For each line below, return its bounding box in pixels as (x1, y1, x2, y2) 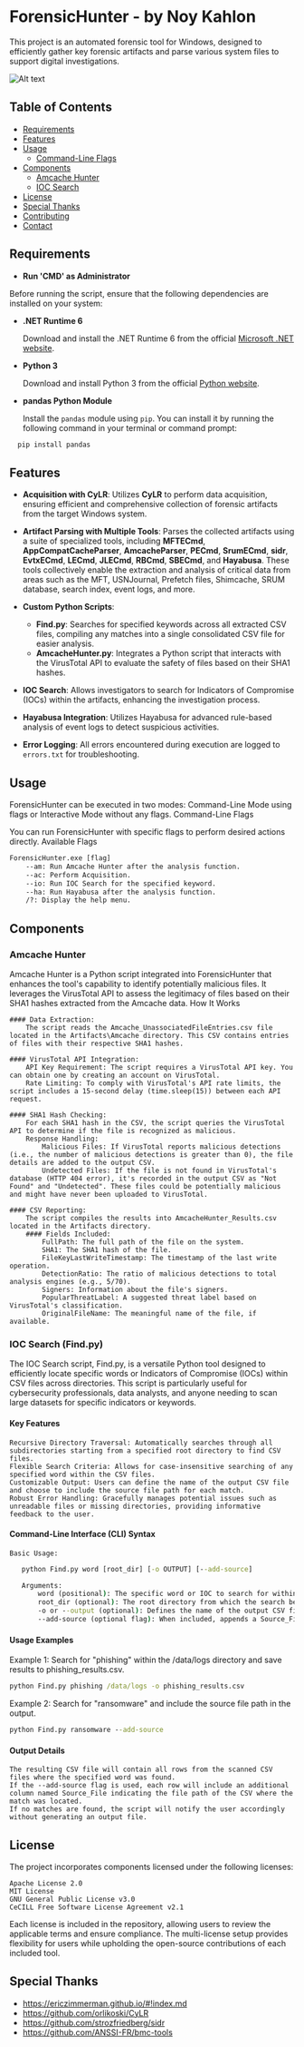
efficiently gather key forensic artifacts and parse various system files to (9, 45, 280, 56)
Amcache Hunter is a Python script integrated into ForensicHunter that (9, 969, 272, 979)
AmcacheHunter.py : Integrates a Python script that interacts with (35, 648, 282, 659)
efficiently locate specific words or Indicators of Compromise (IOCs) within (9, 1368, 289, 1379)
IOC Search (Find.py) (9, 1337, 104, 1350)
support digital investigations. (9, 55, 120, 66)
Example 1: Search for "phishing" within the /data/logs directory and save (9, 1654, 282, 1666)
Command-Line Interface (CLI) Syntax (9, 1529, 156, 1540)
